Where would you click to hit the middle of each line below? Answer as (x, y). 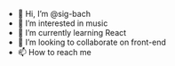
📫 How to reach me (54, 52)
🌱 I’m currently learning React (72, 33)
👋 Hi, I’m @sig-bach (54, 14)
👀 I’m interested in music (63, 23)
